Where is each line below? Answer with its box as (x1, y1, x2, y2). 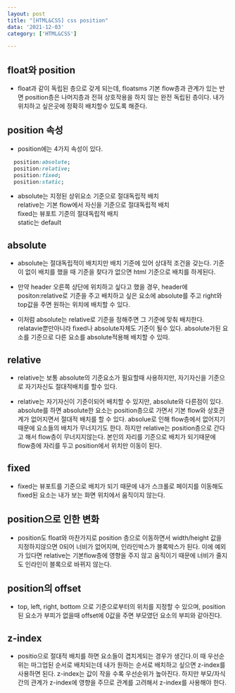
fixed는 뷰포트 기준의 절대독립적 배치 (17, 210, 119, 218)
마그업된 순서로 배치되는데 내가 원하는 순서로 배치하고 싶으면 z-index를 (30, 661, 226, 669)
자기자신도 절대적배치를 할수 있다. (25, 382, 118, 390)
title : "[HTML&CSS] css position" (7, 17, 109, 24)
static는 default (17, 218, 62, 227)
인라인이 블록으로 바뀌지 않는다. (25, 560, 112, 568)
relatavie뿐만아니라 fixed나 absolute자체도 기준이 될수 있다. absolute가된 (17, 324, 222, 332)
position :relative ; (13, 165, 71, 172)
